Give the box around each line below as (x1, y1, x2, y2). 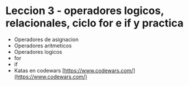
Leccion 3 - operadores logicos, (5, 4, 164, 18)
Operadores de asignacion (14, 36, 79, 43)
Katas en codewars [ (14, 67, 65, 74)
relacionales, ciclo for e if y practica (5, 16, 184, 30)
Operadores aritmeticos (14, 42, 72, 49)
